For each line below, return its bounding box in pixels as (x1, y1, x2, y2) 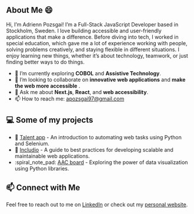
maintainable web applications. (14, 152, 90, 159)
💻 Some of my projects (6, 115, 93, 125)
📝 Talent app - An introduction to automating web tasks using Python (14, 133, 182, 141)
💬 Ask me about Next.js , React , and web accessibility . (14, 88, 149, 95)
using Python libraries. (14, 165, 69, 172)
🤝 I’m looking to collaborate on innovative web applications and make (14, 76, 186, 83)
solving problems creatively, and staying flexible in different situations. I (6, 46, 179, 53)
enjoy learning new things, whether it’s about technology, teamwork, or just (6, 52, 188, 59)
